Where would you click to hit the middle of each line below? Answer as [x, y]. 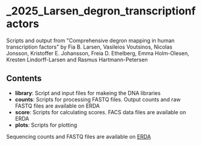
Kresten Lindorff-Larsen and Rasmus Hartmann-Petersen [77, 59]
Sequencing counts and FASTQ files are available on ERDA [79, 136]
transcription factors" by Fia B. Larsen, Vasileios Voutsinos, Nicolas [89, 47]
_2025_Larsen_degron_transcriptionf [101, 11]
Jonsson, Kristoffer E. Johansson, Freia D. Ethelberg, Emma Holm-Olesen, [98, 53]
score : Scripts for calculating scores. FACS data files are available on [100, 112]
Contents [24, 78]
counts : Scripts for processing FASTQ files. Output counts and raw [98, 99]
